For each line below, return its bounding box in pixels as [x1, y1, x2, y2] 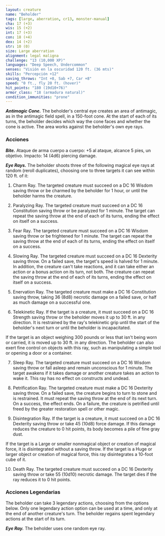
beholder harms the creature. [12, 193, 73, 199]
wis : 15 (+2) [5, 26, 33, 31]
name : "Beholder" [5, 12, 41, 17]
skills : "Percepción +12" [5, 72, 59, 77]
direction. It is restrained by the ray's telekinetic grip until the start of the [12, 319, 160, 325]
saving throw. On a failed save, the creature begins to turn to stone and [12, 390, 157, 396]
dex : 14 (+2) [5, 40, 33, 44]
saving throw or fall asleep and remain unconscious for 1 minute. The [12, 365, 153, 371]
